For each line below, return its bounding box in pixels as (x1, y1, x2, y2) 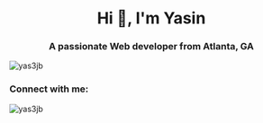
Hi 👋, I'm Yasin (96, 8, 206, 29)
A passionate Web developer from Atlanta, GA (48, 40, 255, 53)
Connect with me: (9, 83, 89, 95)
